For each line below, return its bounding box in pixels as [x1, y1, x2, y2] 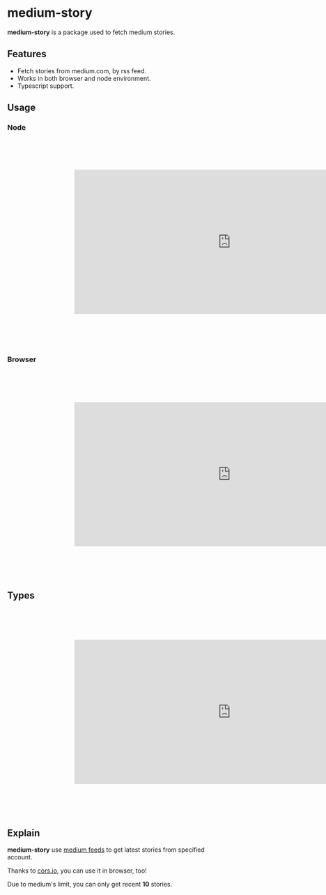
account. [7, 853, 33, 862]
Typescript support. [17, 82, 75, 90]
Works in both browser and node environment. [17, 74, 151, 82]
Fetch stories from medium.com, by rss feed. [17, 66, 147, 75]
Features [7, 48, 47, 60]
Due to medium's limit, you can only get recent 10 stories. [7, 880, 173, 889]
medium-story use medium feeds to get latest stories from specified [7, 845, 205, 854]
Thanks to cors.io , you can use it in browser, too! [7, 866, 148, 875]
